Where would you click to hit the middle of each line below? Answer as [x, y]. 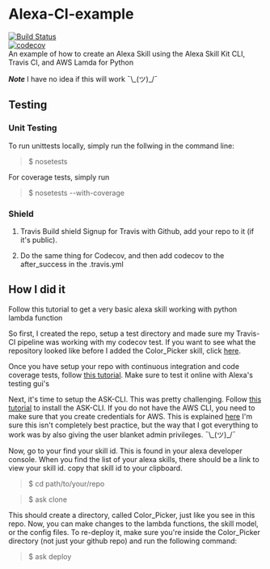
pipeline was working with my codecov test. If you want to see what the [137, 342]
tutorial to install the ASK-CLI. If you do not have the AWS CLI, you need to [132, 408]
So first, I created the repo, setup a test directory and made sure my [121, 333]
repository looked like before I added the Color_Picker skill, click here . [124, 350]
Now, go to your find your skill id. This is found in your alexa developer [125, 451]
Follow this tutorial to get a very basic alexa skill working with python [123, 309]
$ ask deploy [50, 556]
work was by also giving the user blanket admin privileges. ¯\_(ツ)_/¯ [122, 435]
